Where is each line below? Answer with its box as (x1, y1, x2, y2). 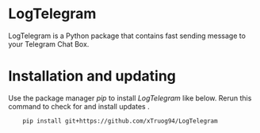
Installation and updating (8, 67, 177, 85)
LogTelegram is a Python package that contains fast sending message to (8, 31, 246, 40)
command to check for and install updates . (8, 101, 150, 111)
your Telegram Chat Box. (8, 39, 90, 48)
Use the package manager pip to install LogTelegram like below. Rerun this (8, 93, 252, 103)
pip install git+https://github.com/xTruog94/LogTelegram (22, 116, 218, 125)
